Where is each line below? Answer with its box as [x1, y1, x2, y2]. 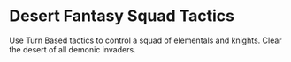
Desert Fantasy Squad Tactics [9, 6, 234, 26]
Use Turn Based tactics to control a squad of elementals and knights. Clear [9, 35, 282, 45]
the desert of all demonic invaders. [9, 44, 136, 54]
